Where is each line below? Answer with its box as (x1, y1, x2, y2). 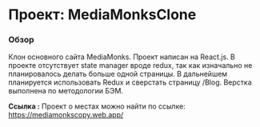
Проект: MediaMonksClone (8, 6, 197, 24)
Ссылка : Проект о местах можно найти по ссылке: (8, 101, 186, 111)
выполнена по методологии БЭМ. (8, 86, 124, 96)
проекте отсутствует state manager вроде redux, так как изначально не (8, 61, 253, 70)
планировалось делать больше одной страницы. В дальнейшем (8, 69, 228, 79)
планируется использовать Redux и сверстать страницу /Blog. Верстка (8, 77, 252, 87)
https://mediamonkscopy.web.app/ (8, 110, 124, 120)
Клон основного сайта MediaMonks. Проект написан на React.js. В (8, 52, 236, 62)
